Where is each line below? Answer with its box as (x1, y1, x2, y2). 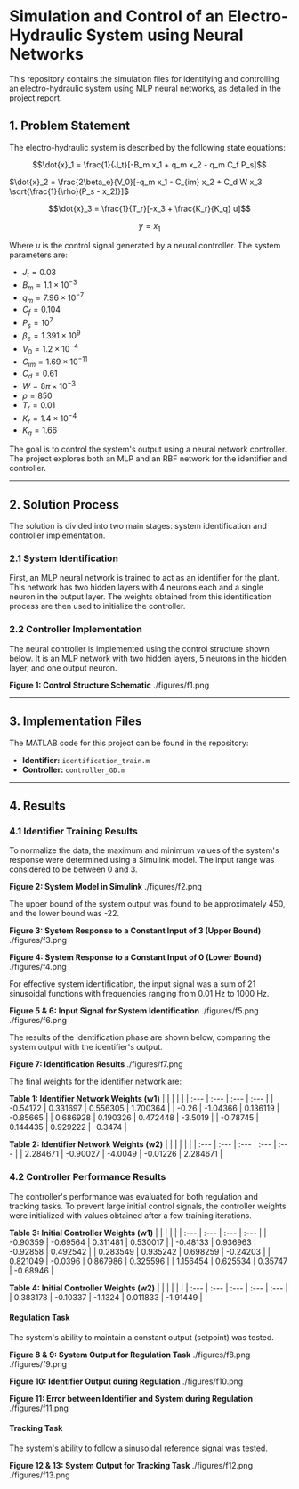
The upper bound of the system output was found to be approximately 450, (9, 899, 287, 909)
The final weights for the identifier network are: (9, 1076, 182, 1087)
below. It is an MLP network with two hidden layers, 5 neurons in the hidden (9, 653, 287, 663)
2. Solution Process (9, 497, 120, 512)
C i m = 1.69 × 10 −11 (21, 354, 88, 369)
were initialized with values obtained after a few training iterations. (9, 1209, 252, 1221)
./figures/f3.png (9, 935, 68, 946)
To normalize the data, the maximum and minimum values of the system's (9, 845, 279, 856)
